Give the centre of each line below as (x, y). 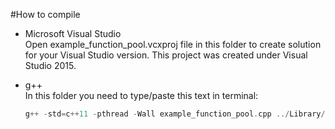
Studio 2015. (50, 65)
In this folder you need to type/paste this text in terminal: (141, 95)
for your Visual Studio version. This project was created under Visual (166, 55)
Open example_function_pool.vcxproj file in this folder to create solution (173, 44)
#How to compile (45, 14)
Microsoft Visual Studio (73, 33)
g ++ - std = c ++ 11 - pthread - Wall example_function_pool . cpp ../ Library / (175, 114)
